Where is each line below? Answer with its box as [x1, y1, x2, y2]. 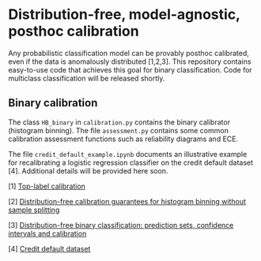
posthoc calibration [8, 22, 140, 40]
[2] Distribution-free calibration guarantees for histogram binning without [8, 196, 247, 206]
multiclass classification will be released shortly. [8, 73, 165, 83]
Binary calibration [8, 96, 98, 110]
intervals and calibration [8, 229, 87, 238]
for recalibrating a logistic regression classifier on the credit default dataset [8, 158, 254, 167]
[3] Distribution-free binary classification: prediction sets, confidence [8, 220, 234, 229]
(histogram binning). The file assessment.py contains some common [8, 125, 229, 135]
